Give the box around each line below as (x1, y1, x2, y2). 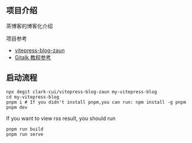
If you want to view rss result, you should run (6, 115, 116, 122)
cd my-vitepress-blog (6, 94, 60, 100)
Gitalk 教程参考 (14, 54, 51, 61)
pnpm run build (6, 126, 44, 132)
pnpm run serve (6, 131, 44, 137)
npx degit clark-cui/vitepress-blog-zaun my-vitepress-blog (6, 89, 158, 95)
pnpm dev (6, 104, 28, 110)
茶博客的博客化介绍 (6, 22, 53, 30)
